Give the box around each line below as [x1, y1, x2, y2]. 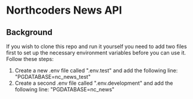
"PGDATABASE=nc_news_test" [14, 74, 91, 80]
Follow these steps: [6, 56, 54, 62]
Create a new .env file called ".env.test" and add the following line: [14, 67, 178, 74]
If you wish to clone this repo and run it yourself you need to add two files [6, 43, 187, 50]
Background [6, 27, 52, 37]
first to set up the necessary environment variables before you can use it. [6, 49, 186, 56]
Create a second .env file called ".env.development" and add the [14, 79, 173, 87]
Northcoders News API [6, 4, 122, 17]
